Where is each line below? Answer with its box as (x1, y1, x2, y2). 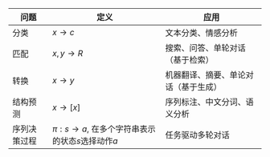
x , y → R (51, 48, 84, 58)
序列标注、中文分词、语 (165, 96, 255, 107)
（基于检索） (165, 54, 215, 65)
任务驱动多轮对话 (165, 130, 231, 140)
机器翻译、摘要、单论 (165, 70, 247, 80)
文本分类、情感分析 (165, 27, 239, 38)
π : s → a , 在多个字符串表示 (51, 123, 156, 135)
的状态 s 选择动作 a (51, 135, 118, 147)
